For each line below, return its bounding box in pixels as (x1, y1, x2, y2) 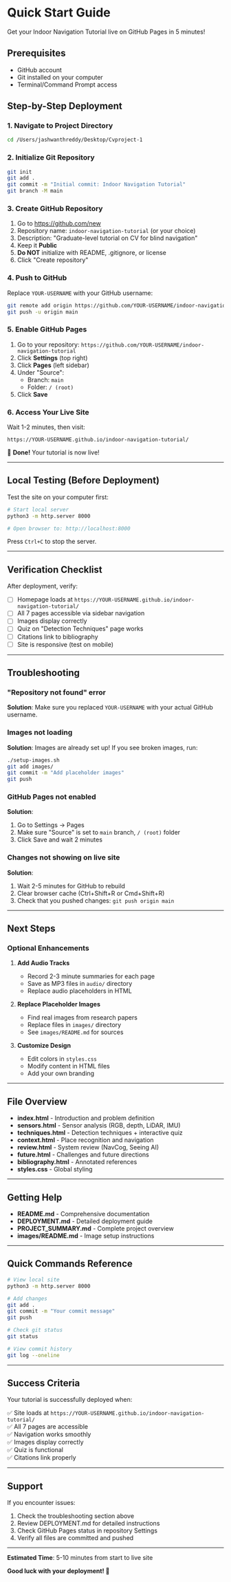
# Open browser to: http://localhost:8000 (7, 525, 131, 532)
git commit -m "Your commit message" (7, 1308, 115, 1315)
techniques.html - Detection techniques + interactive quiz (16, 1129, 184, 1137)
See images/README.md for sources (27, 1028, 124, 1036)
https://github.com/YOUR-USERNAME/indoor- (80, 342, 205, 349)
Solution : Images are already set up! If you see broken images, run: (7, 743, 198, 751)
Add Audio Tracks (16, 959, 70, 967)
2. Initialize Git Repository (7, 153, 95, 162)
